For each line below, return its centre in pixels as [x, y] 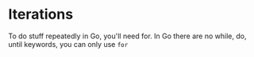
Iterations [41, 14]
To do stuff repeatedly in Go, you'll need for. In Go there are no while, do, [127, 36]
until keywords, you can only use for [68, 44]
